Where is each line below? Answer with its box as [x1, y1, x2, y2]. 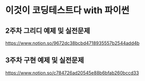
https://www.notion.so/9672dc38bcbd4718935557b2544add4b [5, 40, 140, 46]
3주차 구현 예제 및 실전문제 [5, 56, 84, 65]
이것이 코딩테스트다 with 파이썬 [5, 5, 130, 16]
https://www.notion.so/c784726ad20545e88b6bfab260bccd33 [5, 69, 139, 76]
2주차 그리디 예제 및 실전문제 [5, 26, 90, 35]
